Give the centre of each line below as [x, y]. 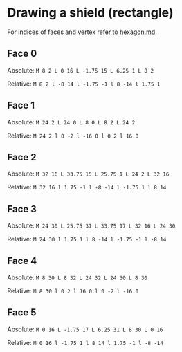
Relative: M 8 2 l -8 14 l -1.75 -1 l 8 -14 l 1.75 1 [84, 84]
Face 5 [22, 313]
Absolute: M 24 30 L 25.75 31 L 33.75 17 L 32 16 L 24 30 [91, 225]
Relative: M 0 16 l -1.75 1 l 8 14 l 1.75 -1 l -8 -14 [85, 342]
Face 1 [21, 105]
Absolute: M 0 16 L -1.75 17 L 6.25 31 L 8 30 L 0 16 [85, 329]
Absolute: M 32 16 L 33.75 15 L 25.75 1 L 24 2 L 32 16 [88, 174]
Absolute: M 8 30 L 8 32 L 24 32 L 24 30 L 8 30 [77, 277]
